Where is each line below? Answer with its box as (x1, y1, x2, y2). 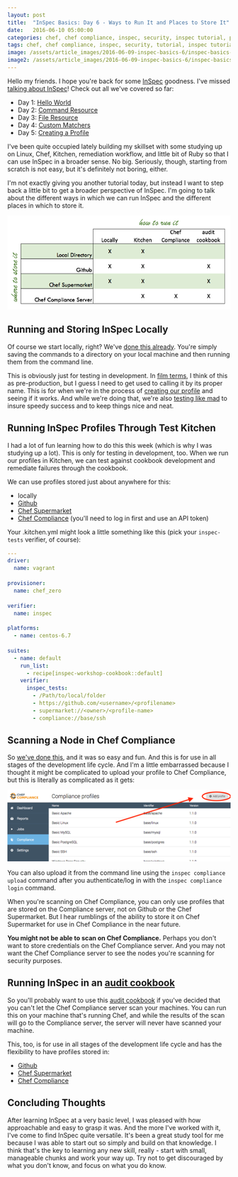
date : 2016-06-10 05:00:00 (7, 26, 93, 33)
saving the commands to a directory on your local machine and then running (7, 350, 230, 358)
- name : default (13, 655, 62, 662)
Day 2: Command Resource (17, 105, 98, 114)
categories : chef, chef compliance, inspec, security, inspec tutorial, (7, 34, 227, 41)
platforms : (7, 625, 40, 632)
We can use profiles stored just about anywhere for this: (7, 477, 171, 486)
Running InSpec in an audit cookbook (7, 977, 176, 989)
